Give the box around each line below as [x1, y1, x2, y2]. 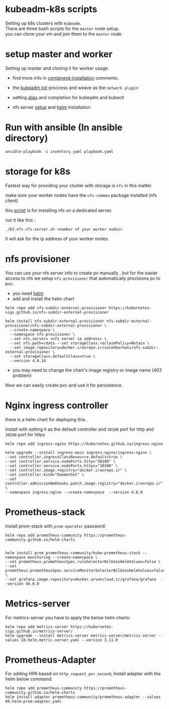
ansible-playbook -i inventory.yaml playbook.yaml [5, 149, 114, 154]
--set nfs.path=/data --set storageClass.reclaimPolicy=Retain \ [10, 341, 150, 346]
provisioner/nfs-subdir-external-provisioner [5, 323, 102, 328]
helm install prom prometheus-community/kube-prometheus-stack [5, 550, 141, 556]
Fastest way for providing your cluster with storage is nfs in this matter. [5, 182, 152, 188]
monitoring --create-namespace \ [27, 555, 98, 560]
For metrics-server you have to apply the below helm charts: [5, 614, 131, 620]
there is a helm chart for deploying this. [5, 416, 87, 422]
